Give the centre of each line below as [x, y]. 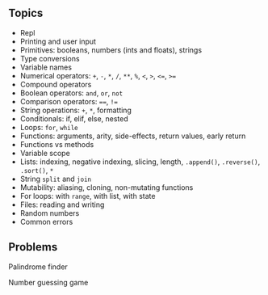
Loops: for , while [49, 127]
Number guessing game [48, 282]
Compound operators [56, 84]
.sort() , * [37, 170]
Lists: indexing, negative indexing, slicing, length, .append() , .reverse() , [140, 162]
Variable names [46, 67]
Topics [26, 13]
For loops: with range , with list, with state [88, 196]
